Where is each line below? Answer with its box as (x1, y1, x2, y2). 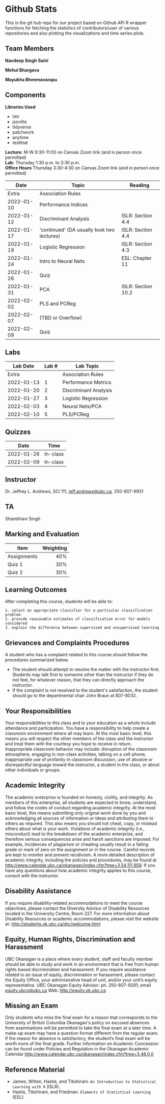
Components (5, 91, 46, 99)
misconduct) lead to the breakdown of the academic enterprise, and (5, 830, 143, 837)
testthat (12, 139, 28, 146)
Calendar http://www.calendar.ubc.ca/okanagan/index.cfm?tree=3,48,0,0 (5, 1051, 154, 1057)
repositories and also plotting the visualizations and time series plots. (5, 30, 145, 36)
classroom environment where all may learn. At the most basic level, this (5, 731, 151, 736)
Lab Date (13, 363, 34, 369)
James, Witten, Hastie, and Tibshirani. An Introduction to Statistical (12, 1078, 157, 1084)
